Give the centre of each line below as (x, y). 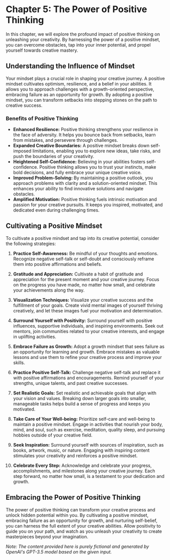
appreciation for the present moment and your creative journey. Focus (86, 279)
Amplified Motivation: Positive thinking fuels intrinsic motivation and (85, 199)
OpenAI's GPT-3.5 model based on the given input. (59, 552)
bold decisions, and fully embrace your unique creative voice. (77, 173)
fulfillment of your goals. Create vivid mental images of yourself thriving (88, 305)
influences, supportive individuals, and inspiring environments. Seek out (88, 326)
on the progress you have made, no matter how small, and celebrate (84, 285)
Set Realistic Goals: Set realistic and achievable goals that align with (84, 393)
